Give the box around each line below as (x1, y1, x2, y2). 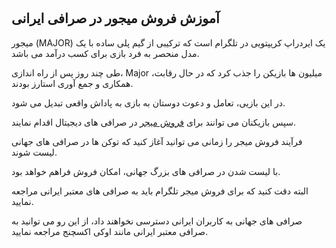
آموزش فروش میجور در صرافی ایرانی (11, 10, 220, 27)
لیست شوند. (11, 146, 58, 158)
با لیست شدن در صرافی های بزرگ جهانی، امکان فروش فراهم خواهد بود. (11, 165, 281, 177)
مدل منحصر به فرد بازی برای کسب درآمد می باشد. (11, 47, 200, 59)
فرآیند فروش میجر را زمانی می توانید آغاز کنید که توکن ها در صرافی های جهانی (11, 135, 303, 147)
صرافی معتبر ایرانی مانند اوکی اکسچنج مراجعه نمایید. (11, 225, 209, 237)
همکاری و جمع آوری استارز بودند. (11, 77, 134, 89)
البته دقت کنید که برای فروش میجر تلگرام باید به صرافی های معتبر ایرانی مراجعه (11, 185, 309, 197)
